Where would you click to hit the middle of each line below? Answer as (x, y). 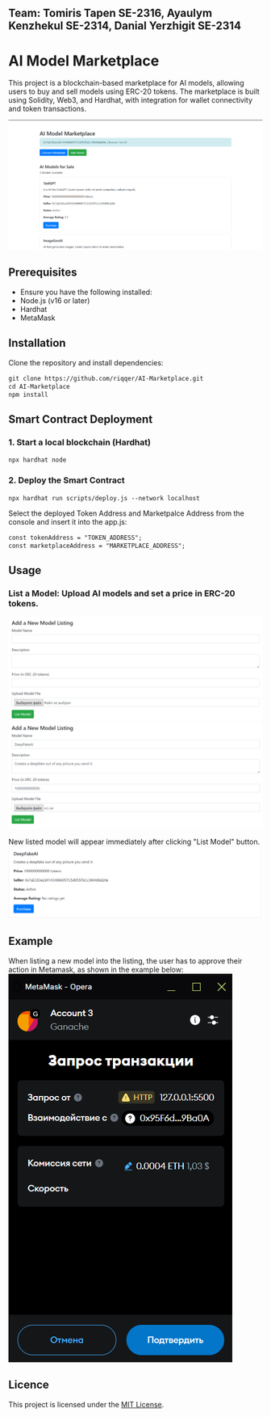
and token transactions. (48, 109)
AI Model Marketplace (84, 61)
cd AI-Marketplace (39, 386)
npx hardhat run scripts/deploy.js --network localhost (104, 498)
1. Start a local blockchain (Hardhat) (80, 442)
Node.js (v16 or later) (55, 300)
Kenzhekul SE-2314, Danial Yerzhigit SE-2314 (125, 26)
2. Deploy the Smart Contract (67, 480)
